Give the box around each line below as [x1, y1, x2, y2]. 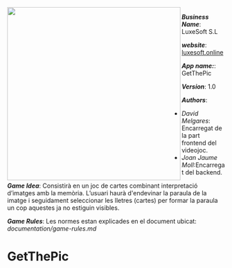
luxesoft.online [181, 48, 224, 56]
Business [181, 13, 209, 21]
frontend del [181, 139, 217, 147]
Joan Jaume [181, 154, 218, 161]
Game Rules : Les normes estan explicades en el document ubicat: [7, 217, 197, 225]
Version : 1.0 [181, 82, 216, 91]
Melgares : [181, 117, 211, 125]
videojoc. [181, 146, 208, 154]
